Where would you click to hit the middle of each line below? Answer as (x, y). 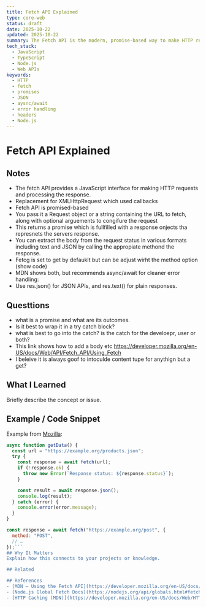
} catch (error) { (36, 502)
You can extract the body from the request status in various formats (101, 241)
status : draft (25, 23)
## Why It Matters (30, 553)
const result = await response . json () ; (68, 490)
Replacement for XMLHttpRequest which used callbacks (86, 201)
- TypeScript (29, 58)
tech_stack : (21, 47)
